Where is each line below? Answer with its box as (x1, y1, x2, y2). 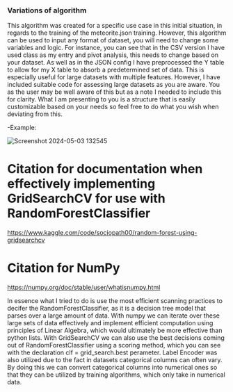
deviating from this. (7, 110, 63, 118)
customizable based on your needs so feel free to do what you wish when (7, 103, 219, 111)
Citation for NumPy (7, 260, 120, 276)
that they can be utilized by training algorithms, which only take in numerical (7, 370, 226, 379)
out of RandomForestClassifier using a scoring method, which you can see (7, 341, 221, 350)
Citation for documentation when (7, 161, 203, 177)
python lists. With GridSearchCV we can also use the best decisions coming (7, 334, 225, 342)
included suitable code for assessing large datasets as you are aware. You (7, 81, 220, 89)
